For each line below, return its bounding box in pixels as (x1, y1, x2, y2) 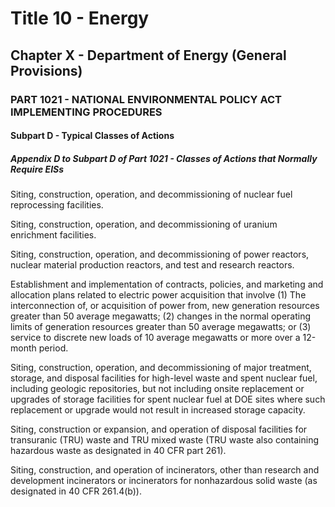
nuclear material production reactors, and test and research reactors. (10, 259, 295, 271)
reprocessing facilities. (10, 199, 104, 211)
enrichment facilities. (10, 229, 97, 241)
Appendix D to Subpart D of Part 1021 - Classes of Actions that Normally (10, 152, 318, 164)
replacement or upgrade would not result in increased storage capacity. (10, 404, 306, 416)
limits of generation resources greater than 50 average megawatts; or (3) (10, 321, 312, 333)
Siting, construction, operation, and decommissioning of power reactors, (10, 248, 310, 261)
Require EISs (10, 163, 65, 175)
